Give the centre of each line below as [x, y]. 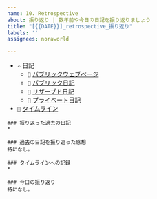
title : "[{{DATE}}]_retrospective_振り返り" [70, 26]
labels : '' [23, 33]
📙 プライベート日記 [54, 100]
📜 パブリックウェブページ [63, 74]
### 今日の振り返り [31, 182]
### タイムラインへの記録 [39, 163]
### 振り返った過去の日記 [39, 123]
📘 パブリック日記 [51, 83]
